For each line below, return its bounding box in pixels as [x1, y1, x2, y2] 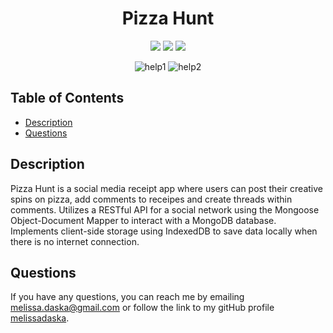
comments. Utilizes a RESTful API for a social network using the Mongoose [10, 203, 320, 216]
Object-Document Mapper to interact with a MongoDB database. [10, 214, 277, 226]
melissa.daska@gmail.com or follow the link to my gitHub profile [10, 302, 275, 314]
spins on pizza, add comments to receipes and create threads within [10, 193, 293, 205]
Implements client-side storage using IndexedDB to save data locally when [10, 225, 318, 237]
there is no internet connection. [10, 235, 140, 247]
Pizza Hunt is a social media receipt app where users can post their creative [10, 182, 324, 194]
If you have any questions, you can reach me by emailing [10, 291, 245, 303]
